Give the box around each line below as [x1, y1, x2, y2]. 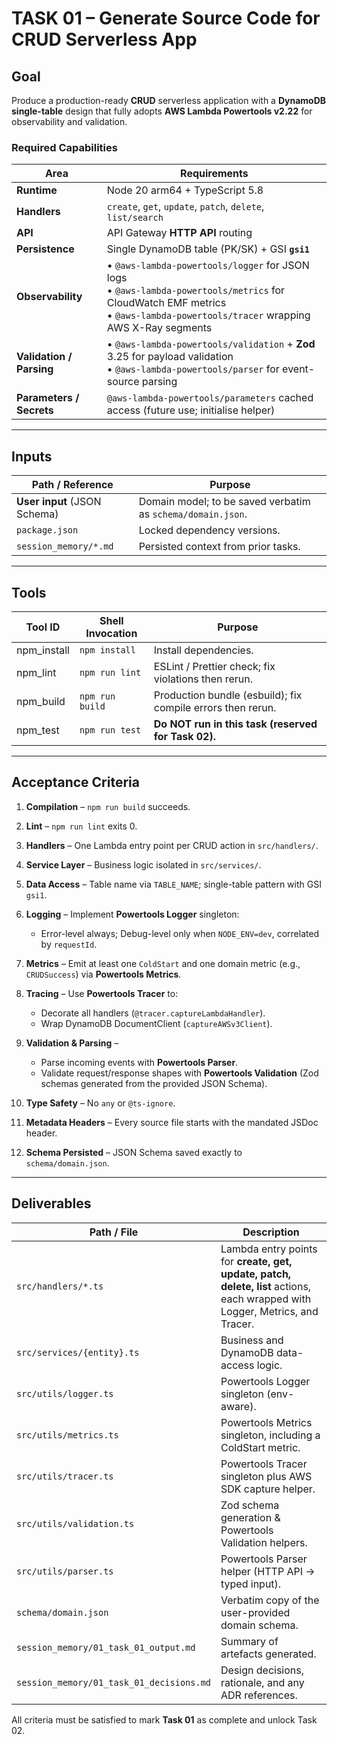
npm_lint [16, 665, 57, 679]
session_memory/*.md [16, 541, 114, 552]
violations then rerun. [153, 672, 254, 686]
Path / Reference [31, 478, 114, 492]
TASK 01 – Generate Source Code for [11, 7, 321, 30]
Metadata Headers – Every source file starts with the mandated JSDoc [25, 1116, 319, 1128]
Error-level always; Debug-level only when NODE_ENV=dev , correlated [40, 927, 320, 939]
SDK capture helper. [220, 1482, 316, 1496]
